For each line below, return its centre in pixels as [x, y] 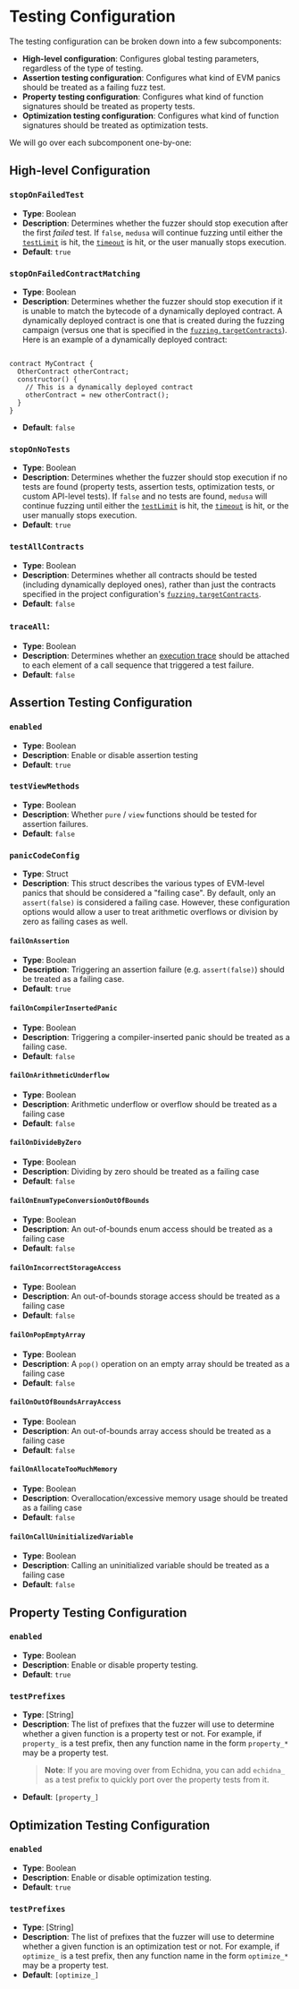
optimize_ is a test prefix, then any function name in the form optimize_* [155, 1956]
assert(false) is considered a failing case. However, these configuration [156, 902]
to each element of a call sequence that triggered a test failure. [138, 665]
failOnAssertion [39, 941]
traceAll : [30, 627]
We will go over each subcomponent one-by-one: [100, 142]
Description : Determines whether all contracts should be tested [139, 575]
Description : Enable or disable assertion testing [110, 755]
